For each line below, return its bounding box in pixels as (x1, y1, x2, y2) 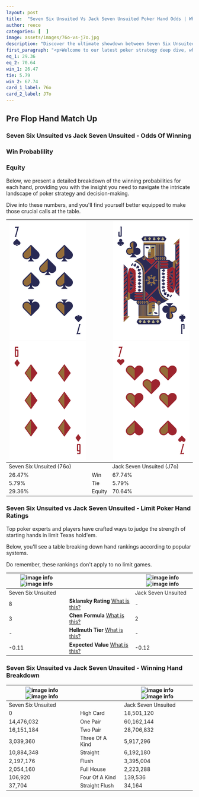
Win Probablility (6, 147, 53, 156)
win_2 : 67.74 (6, 78, 38, 84)
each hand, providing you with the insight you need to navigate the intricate (6, 183, 191, 190)
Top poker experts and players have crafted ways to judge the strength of (6, 525, 186, 532)
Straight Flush (79, 782, 114, 789)
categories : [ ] (6, 29, 49, 34)
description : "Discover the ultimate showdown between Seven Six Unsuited (6, 41, 195, 47)
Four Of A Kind (79, 774, 116, 781)
